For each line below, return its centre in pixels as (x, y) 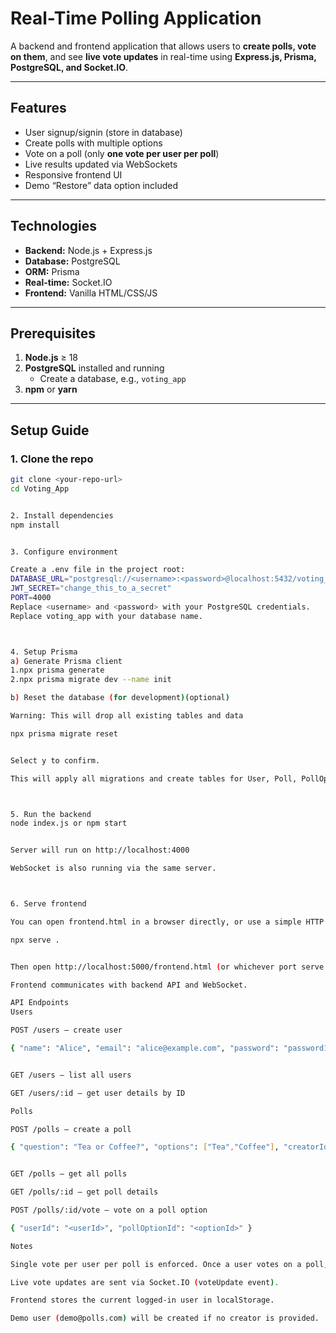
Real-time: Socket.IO (68, 282)
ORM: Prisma (52, 271)
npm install (35, 525)
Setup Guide (50, 430)
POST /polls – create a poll (71, 1129)
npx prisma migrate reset (64, 733)
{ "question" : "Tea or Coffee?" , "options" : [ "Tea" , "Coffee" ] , (145, 1147)
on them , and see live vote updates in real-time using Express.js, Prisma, (163, 56)
